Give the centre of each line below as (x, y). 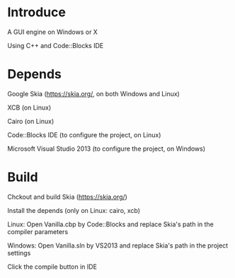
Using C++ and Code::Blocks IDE (56, 45)
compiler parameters (38, 231)
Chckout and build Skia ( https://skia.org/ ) (67, 197)
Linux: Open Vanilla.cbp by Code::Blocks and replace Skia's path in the (111, 224)
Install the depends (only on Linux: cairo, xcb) (74, 210)
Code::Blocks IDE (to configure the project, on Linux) (84, 134)
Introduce (36, 12)
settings (19, 253)
